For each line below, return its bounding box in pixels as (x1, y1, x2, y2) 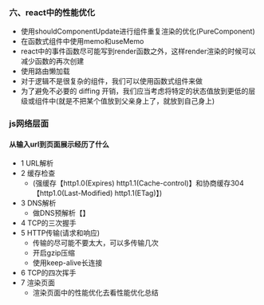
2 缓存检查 (20, 169, 56, 178)
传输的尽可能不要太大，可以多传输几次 (32, 238, 159, 248)
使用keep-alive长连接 (32, 258, 103, 268)
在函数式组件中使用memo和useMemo (20, 37, 144, 46)
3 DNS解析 (20, 198, 57, 208)
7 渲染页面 (20, 278, 55, 287)
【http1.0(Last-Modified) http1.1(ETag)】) (32, 189, 163, 198)
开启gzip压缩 (32, 248, 75, 258)
